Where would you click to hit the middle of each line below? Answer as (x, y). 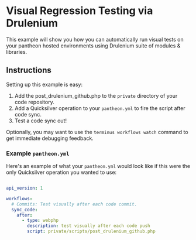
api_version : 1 (25, 188)
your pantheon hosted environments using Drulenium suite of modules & (93, 46)
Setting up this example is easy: (44, 84)
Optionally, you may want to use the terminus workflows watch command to (97, 132)
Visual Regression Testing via (80, 11)
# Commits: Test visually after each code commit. (74, 204)
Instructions (29, 71)
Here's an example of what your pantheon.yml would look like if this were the (98, 166)
